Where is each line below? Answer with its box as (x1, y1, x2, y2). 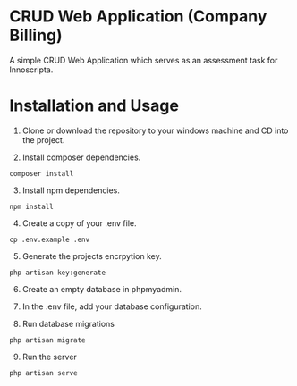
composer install (9, 169, 74, 178)
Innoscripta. (9, 64, 54, 75)
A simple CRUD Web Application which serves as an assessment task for (9, 55, 278, 65)
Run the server (21, 351, 78, 362)
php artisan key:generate (9, 268, 106, 277)
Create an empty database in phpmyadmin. (21, 283, 182, 294)
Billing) (9, 25, 63, 46)
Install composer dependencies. (21, 152, 141, 163)
